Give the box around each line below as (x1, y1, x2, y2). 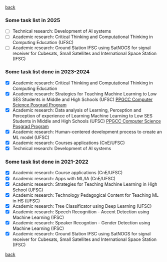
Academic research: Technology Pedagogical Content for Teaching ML (12, 192, 159, 198)
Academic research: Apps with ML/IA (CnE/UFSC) (12, 175, 116, 181)
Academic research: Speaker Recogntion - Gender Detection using (12, 219, 150, 225)
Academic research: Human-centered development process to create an (12, 128, 162, 135)
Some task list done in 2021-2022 (5, 158, 88, 165)
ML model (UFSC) (12, 135, 50, 141)
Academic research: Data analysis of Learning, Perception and (12, 107, 141, 113)
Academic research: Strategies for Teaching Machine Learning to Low (12, 90, 157, 97)
